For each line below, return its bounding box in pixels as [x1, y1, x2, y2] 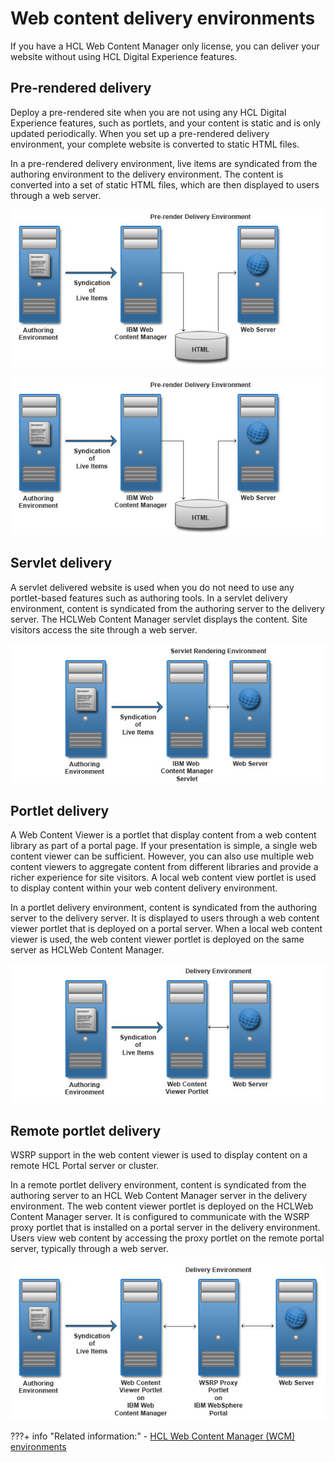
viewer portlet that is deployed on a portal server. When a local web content [10, 922, 323, 934]
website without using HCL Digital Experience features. [10, 50, 238, 62]
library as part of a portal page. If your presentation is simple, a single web [10, 839, 318, 851]
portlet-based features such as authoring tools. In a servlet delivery [10, 592, 288, 604]
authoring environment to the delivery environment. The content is [10, 168, 284, 180]
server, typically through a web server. [10, 1243, 169, 1255]
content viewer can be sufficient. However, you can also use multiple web [10, 850, 314, 862]
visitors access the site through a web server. [10, 623, 198, 636]
